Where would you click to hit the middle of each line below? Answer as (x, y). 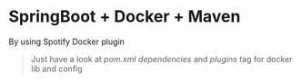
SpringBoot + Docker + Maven (125, 17)
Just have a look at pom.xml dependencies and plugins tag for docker (161, 59)
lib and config (56, 69)
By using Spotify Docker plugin (66, 41)
